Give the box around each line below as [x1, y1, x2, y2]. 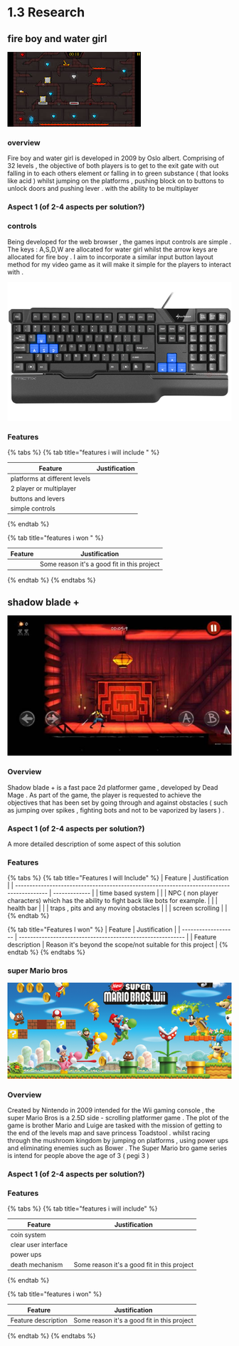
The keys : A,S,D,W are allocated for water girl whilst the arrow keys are [7, 245, 218, 254]
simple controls [10, 504, 55, 513]
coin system [10, 1230, 46, 1239]
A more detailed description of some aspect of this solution [7, 840, 181, 848]
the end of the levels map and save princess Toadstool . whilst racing [7, 1128, 211, 1137]
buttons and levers [10, 494, 65, 503]
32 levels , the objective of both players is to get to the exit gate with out [7, 162, 219, 170]
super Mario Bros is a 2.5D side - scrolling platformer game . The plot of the [7, 1113, 229, 1122]
